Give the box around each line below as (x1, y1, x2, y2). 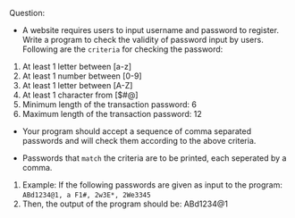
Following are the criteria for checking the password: (21, 44, 223, 54)
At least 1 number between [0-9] (21, 71, 142, 81)
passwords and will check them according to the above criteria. (21, 136, 257, 146)
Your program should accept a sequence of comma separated (21, 126, 252, 137)
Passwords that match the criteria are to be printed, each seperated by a (21, 153, 287, 163)
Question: (9, 8, 46, 18)
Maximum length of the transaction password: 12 (21, 109, 203, 119)
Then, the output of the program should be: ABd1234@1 (21, 198, 228, 209)
